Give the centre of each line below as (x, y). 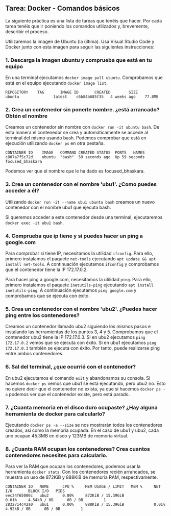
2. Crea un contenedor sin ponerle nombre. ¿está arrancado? (82, 110)
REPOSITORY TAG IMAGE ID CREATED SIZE (72, 92)
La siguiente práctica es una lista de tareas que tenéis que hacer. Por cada (84, 20)
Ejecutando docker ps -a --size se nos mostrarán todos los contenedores (84, 425)
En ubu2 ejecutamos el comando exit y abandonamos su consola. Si (78, 378)
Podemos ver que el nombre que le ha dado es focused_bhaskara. (75, 171)
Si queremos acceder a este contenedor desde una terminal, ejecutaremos (84, 217)
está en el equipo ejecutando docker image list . (57, 83)
